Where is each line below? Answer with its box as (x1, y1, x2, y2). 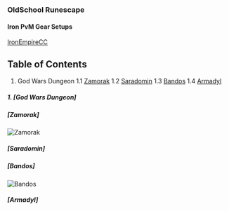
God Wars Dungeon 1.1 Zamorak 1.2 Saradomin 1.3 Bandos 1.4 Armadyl (17, 76, 222, 85)
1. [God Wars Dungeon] (7, 93, 77, 101)
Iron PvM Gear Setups (7, 22, 72, 31)
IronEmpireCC (7, 38, 48, 46)
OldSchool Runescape (7, 5, 85, 15)
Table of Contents (7, 58, 88, 70)
